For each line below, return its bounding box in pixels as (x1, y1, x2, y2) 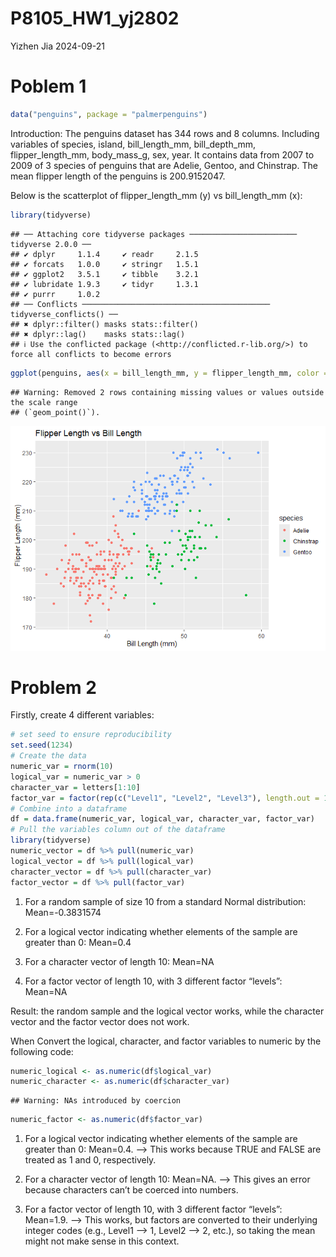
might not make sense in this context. (24, 1235, 180, 1247)
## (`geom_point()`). (10, 407, 101, 417)
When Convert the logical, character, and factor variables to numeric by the (10, 1035, 322, 1047)
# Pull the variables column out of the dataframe (10, 825, 226, 835)
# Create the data (10, 751, 87, 761)
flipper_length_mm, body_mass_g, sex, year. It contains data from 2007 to (10, 148, 315, 161)
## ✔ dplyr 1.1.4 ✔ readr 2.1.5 (10, 249, 199, 259)
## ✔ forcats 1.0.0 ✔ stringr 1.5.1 (10, 259, 199, 269)
